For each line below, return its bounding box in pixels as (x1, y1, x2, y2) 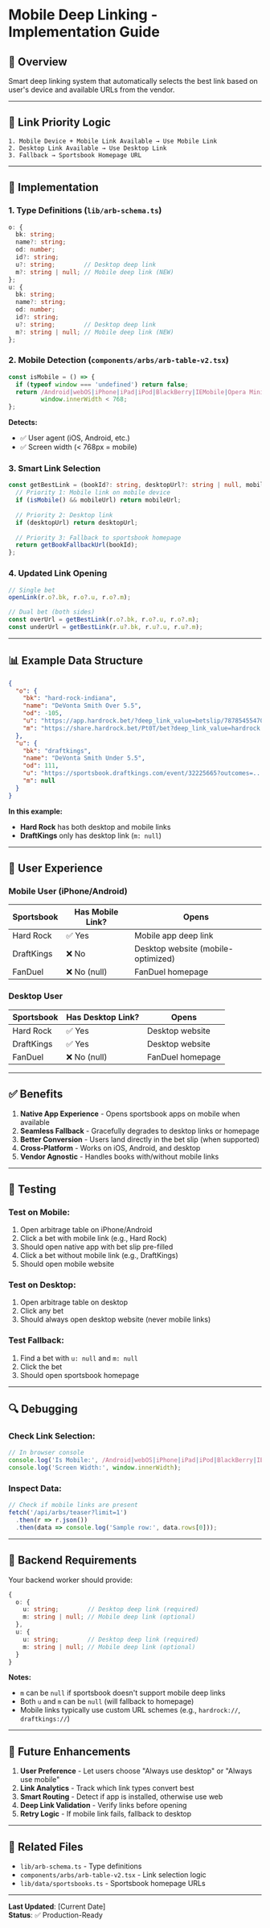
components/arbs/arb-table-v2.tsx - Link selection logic (19, 1870, 207, 1880)
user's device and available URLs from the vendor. (8, 85, 175, 94)
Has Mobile (74, 906, 119, 918)
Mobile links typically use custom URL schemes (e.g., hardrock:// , (19, 1705, 241, 1715)
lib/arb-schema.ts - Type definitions (19, 1861, 142, 1872)
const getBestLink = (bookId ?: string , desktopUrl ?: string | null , (8, 481, 243, 489)
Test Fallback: (8, 1335, 64, 1346)
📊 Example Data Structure (8, 654, 143, 668)
